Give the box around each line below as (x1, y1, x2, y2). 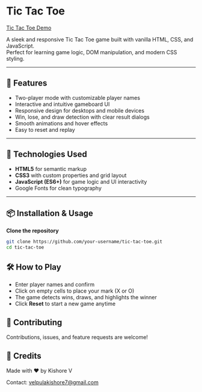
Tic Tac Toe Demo (6, 24, 52, 31)
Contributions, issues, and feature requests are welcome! (6, 333, 148, 341)
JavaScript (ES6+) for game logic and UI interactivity (14, 178, 147, 185)
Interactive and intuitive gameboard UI (14, 101, 110, 108)
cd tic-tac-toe (6, 244, 44, 250)
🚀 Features (6, 78, 47, 89)
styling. (6, 55, 25, 62)
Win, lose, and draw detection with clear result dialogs (14, 113, 150, 120)
